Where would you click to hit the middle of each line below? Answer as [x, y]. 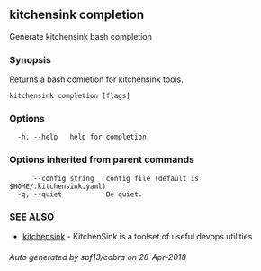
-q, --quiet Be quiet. [80, 194]
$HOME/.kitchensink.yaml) [58, 186]
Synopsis [30, 59]
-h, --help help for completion [82, 137]
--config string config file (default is [116, 178]
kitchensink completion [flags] [70, 96]
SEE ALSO [32, 217]
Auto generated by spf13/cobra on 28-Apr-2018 [98, 257]
